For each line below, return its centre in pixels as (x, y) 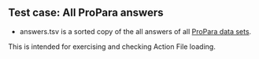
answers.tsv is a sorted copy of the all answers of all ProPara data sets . (135, 31)
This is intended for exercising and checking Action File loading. (112, 47)
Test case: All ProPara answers (86, 13)
